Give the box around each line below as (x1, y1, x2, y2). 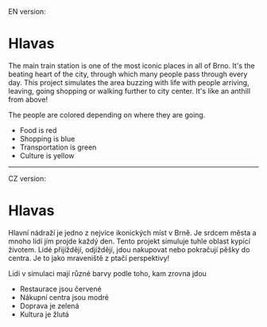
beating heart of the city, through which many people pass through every (8, 69, 248, 79)
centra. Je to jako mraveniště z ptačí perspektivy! (8, 253, 170, 263)
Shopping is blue (19, 134, 75, 143)
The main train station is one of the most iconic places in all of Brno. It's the (8, 60, 256, 70)
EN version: (8, 7, 46, 16)
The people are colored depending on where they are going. (8, 110, 206, 119)
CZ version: (8, 173, 46, 183)
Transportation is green (19, 142, 97, 152)
